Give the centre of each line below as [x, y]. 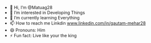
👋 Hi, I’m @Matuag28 [31, 7]
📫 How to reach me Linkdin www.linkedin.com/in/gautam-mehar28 [78, 23]
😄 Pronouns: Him [27, 30]
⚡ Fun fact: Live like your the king [43, 36]
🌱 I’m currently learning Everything [44, 18]
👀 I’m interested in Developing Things [47, 13]
